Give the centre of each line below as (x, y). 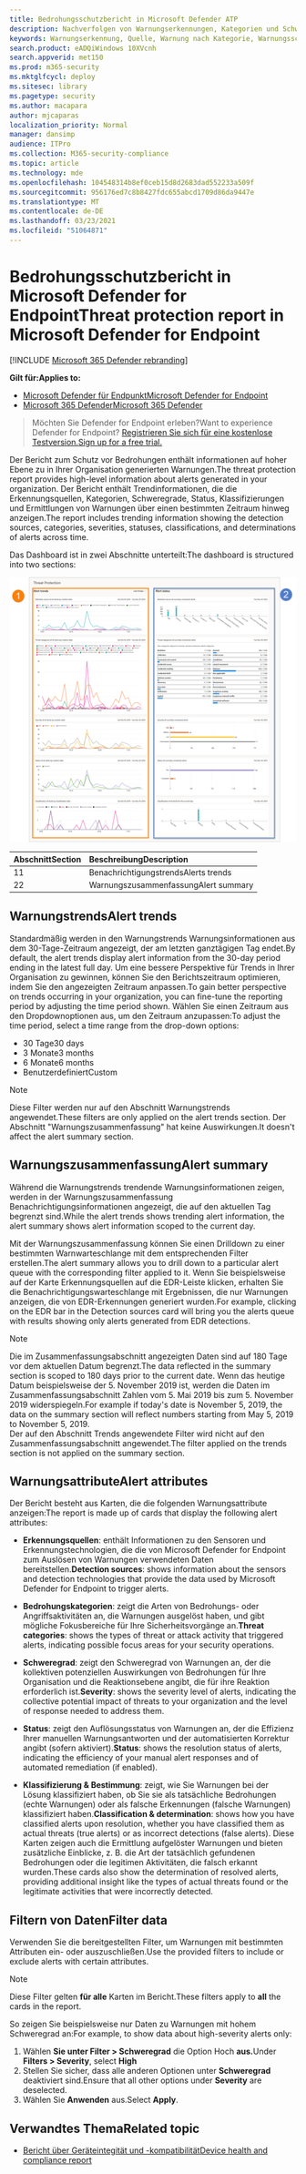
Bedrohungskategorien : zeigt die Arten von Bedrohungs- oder (141, 1607)
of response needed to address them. (93, 1711)
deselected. (45, 2090)
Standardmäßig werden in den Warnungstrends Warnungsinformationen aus (153, 938)
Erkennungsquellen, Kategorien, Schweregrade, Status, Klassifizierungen (147, 498)
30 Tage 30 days (53, 1043)
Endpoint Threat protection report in (147, 316)
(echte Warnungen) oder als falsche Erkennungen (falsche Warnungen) (157, 1804)
